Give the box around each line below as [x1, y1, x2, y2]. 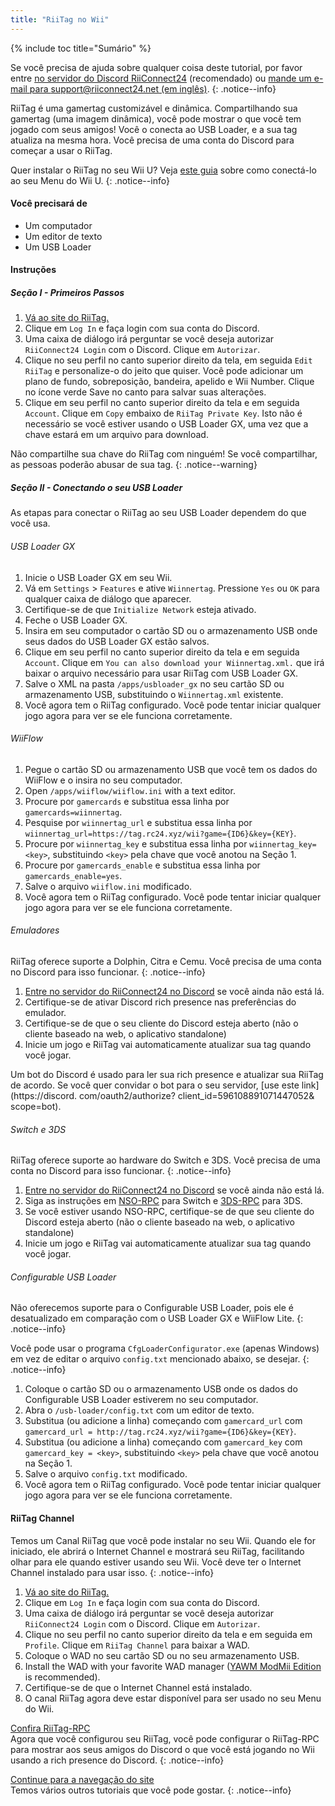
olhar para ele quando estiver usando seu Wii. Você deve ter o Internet [10, 1556, 302, 1568]
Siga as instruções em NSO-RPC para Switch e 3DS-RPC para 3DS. [24, 1195, 303, 1207]
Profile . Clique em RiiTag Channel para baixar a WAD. [24, 1639, 250, 1651]
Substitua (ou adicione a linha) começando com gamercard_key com [24, 1436, 303, 1448]
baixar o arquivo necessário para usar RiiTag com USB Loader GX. [24, 667, 299, 679]
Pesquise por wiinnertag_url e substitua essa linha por [24, 816, 253, 828]
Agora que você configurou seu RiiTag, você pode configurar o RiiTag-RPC [10, 1732, 320, 1745]
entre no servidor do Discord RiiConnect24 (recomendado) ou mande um [10, 72, 312, 84]
